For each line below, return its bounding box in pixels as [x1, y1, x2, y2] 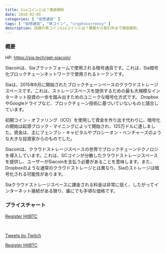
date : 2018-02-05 [5, 12, 41, 17]
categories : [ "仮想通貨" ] [5, 16, 61, 21]
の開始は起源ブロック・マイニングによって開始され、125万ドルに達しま [5, 123, 152, 129]
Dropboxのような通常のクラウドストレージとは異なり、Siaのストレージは [5, 165, 155, 171]
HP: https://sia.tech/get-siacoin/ [5, 55, 71, 61]
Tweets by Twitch [5, 232, 41, 239]
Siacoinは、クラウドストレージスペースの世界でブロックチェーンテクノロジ [5, 146, 159, 152]
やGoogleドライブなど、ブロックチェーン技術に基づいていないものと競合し [5, 100, 159, 106]
